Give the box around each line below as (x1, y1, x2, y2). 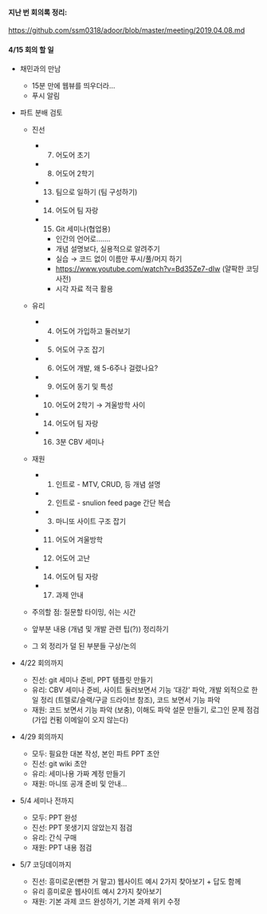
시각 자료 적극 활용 (55, 284, 114, 294)
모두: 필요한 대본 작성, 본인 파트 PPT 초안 (31, 749, 160, 758)
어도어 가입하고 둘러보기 (55, 326, 131, 336)
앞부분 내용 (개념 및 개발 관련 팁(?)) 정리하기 (31, 624, 169, 634)
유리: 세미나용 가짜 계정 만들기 (31, 769, 126, 778)
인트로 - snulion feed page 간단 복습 (55, 498, 171, 508)
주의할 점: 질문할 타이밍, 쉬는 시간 (31, 607, 136, 617)
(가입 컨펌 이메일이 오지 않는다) (31, 715, 129, 725)
